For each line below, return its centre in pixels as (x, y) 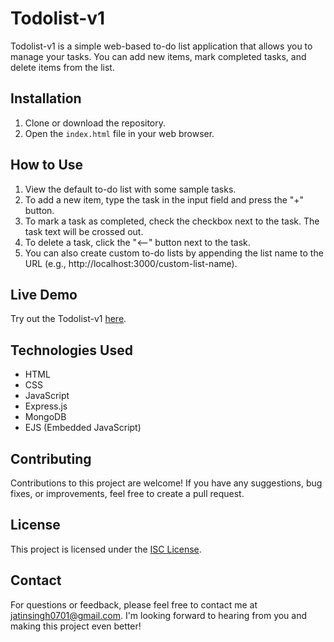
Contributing (51, 458)
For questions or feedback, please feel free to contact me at (134, 604)
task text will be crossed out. (84, 231)
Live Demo (44, 294)
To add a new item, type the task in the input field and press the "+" (164, 199)
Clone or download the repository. (95, 123)
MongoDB (45, 417)
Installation (46, 98)
